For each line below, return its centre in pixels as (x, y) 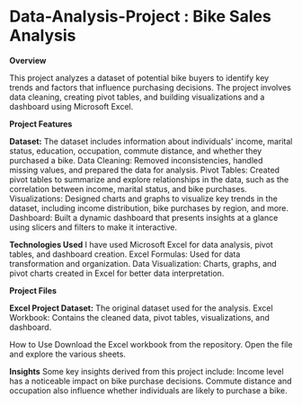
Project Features (41, 124)
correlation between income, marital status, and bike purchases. (128, 189)
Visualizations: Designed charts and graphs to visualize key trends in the (144, 198)
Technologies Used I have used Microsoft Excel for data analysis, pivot (142, 244)
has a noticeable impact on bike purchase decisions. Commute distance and (151, 381)
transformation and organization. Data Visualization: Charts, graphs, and (143, 263)
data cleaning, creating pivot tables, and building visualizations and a (137, 97)
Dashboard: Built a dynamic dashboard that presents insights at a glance (144, 217)
